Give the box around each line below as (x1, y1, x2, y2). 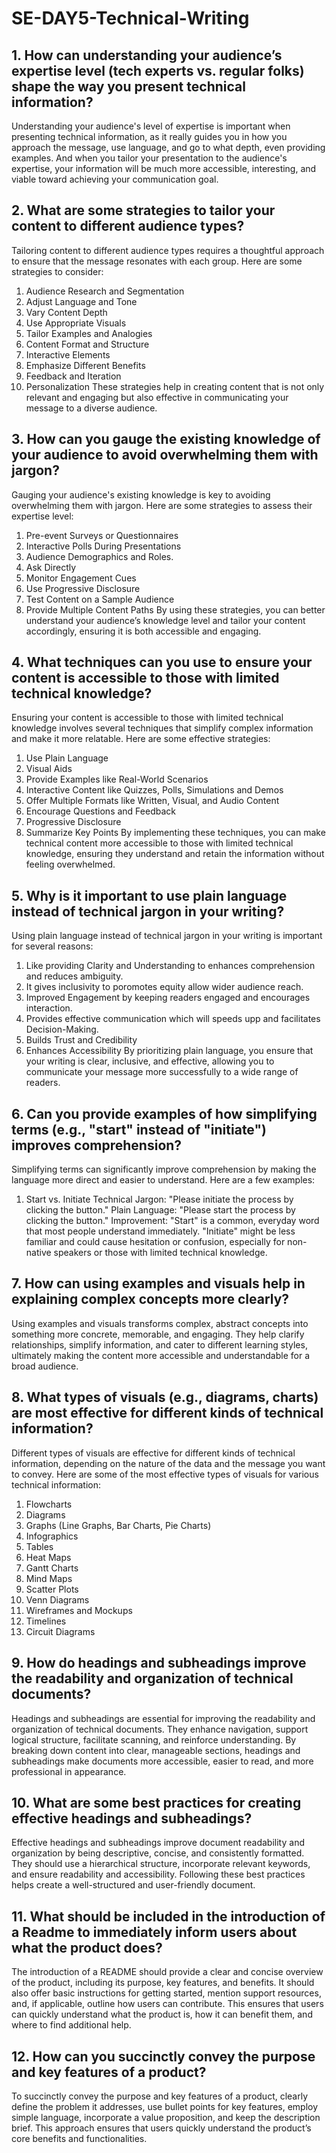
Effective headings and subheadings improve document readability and (11, 1837, 305, 1849)
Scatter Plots (25, 1583, 79, 1595)
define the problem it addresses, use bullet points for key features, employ (11, 2100, 319, 2112)
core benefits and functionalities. (11, 2132, 148, 2144)
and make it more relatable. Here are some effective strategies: (11, 733, 271, 745)
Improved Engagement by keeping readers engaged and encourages (25, 992, 311, 1004)
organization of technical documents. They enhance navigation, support (11, 1723, 309, 1735)
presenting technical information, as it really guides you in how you (11, 131, 288, 142)
